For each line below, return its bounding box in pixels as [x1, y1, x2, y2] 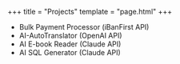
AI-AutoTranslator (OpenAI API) [18, 31, 122, 40]
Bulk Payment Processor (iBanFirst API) [18, 22, 150, 31]
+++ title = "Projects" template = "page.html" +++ [7, 7, 173, 16]
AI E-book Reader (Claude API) [18, 39, 122, 49]
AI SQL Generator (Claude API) [18, 48, 121, 57]
